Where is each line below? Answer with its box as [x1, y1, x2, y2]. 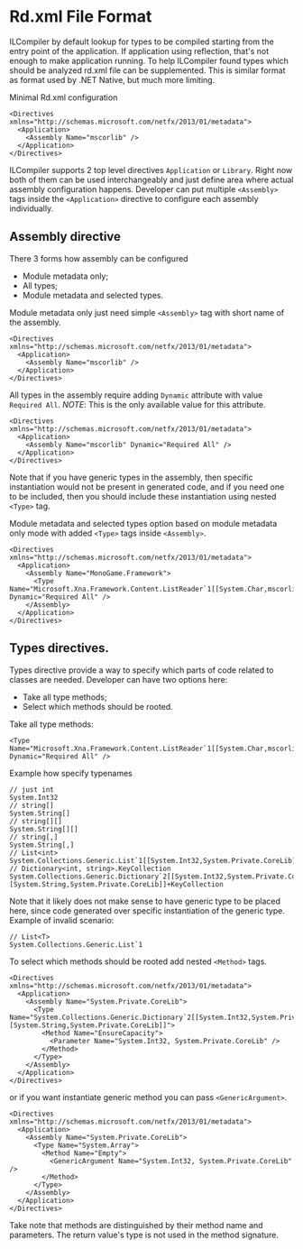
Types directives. [9, 640, 110, 656]
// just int [9, 785, 54, 794]
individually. [9, 203, 54, 214]
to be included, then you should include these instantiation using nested [9, 491, 277, 501]
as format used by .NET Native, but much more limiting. [9, 74, 216, 85]
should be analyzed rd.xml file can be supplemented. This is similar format [9, 65, 286, 76]
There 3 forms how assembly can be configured [9, 253, 188, 263]
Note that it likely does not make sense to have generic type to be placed [9, 895, 281, 906]
